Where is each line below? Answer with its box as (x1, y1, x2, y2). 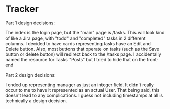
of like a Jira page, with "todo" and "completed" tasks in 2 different (5, 35, 146, 41)
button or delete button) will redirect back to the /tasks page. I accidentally (5, 51, 161, 57)
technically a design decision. (5, 97, 67, 104)
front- (146, 56, 159, 62)
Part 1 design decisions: (5, 20, 55, 26)
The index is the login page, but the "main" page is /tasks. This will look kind (5, 29, 165, 35)
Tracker (5, 3, 39, 15)
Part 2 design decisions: (5, 71, 56, 78)
